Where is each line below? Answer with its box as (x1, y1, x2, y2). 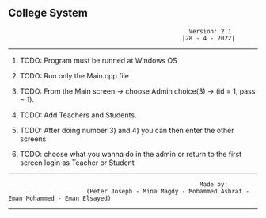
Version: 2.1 (188, 27, 232, 35)
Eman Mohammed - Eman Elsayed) (8, 194, 112, 202)
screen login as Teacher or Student (19, 158, 135, 167)
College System (8, 6, 89, 20)
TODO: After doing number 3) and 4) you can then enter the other (19, 125, 234, 135)
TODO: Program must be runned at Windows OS (19, 55, 178, 65)
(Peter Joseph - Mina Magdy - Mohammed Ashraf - (85, 187, 249, 195)
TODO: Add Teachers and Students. (19, 110, 137, 120)
